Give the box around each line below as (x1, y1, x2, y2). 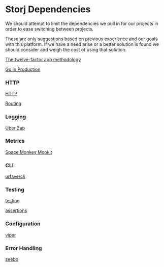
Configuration (5, 220, 41, 227)
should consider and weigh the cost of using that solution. (5, 46, 127, 52)
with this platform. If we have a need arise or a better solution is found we (5, 41, 159, 47)
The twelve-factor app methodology (5, 56, 81, 62)
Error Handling (5, 245, 42, 252)
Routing (5, 100, 22, 106)
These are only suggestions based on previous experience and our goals (5, 36, 158, 42)
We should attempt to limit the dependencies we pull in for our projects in (5, 20, 158, 26)
